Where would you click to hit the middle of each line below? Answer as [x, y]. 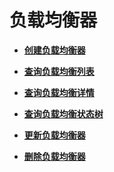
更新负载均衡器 [54, 135]
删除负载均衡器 [54, 156]
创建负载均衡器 [54, 50]
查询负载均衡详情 [59, 92]
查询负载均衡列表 [59, 71]
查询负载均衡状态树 [63, 113]
